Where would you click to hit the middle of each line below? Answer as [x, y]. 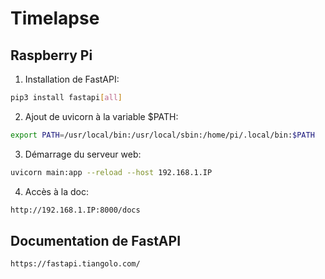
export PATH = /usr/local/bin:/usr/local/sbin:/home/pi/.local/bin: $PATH [162, 135]
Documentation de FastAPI [96, 240]
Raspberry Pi [51, 55]
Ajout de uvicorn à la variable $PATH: [101, 116]
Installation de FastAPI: [72, 79]
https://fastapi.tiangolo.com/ [75, 264]
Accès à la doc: [56, 191]
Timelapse [55, 18]
